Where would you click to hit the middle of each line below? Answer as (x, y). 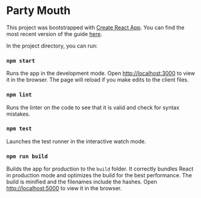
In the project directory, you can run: (52, 46)
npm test (19, 129)
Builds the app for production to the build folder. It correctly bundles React (100, 169)
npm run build (27, 156)
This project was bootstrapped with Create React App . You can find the (95, 27)
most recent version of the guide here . (54, 34)
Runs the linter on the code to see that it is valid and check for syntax (93, 107)
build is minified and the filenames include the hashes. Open (82, 182)
